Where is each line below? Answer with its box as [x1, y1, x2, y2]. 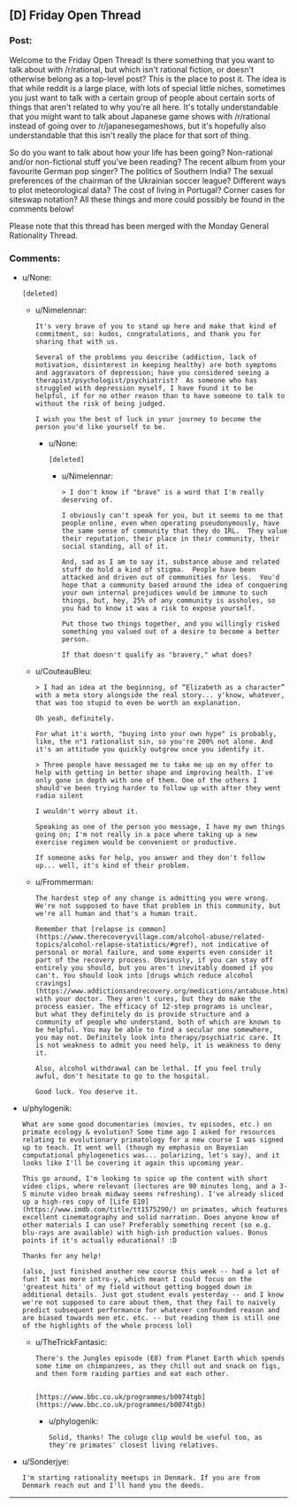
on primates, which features [180, 1204, 288, 1214]
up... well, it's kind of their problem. [34, 861, 190, 870]
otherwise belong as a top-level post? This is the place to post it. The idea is [9, 73, 287, 84]
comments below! [9, 204, 74, 214]
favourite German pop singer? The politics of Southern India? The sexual [9, 165, 274, 176]
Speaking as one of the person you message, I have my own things [34, 822, 286, 831]
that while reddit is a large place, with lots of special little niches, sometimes [9, 82, 286, 93]
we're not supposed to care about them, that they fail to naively [21, 1297, 276, 1307]
